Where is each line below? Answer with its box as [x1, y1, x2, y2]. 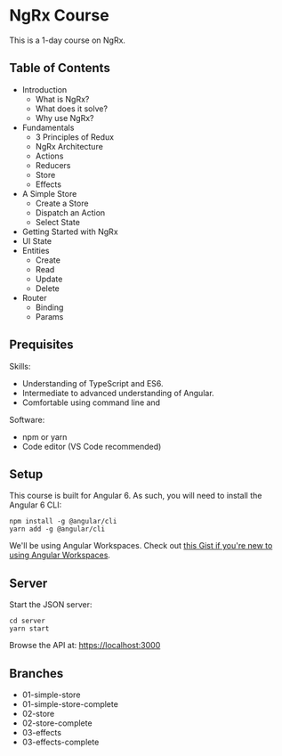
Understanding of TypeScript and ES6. [21, 378, 164, 388]
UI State [21, 235, 52, 246]
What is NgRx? [35, 93, 90, 104]
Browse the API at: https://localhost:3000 [9, 640, 161, 651]
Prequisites [9, 337, 74, 353]
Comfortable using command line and [21, 397, 161, 408]
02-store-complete [21, 718, 93, 728]
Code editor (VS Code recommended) [21, 441, 162, 451]
